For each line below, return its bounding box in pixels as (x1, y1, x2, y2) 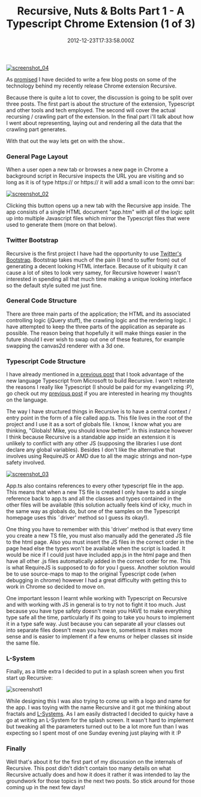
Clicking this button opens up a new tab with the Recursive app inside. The (6, 202, 191, 209)
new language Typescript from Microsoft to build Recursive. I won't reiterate (6, 377, 194, 385)
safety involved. (6, 459, 46, 466)
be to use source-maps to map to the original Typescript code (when (6, 570, 177, 577)
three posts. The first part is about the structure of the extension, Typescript (6, 100, 195, 107)
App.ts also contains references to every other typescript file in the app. (6, 482, 184, 490)
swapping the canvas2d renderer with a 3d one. (6, 342, 125, 349)
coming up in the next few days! (6, 783, 86, 790)
